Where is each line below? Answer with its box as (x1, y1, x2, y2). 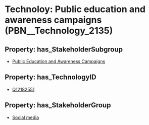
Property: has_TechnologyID (5, 73, 96, 82)
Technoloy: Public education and (5, 4, 146, 15)
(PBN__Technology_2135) (5, 25, 113, 36)
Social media (12, 114, 39, 120)
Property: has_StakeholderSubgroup (5, 45, 123, 53)
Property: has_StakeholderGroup (5, 101, 111, 109)
